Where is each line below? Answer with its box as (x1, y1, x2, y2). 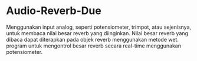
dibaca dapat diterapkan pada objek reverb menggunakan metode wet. (6, 36, 179, 43)
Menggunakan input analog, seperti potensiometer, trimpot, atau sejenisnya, (6, 23, 192, 30)
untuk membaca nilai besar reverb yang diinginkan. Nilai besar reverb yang (6, 29, 189, 36)
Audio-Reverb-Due (6, 4, 101, 18)
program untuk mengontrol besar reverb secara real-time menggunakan (6, 42, 182, 49)
